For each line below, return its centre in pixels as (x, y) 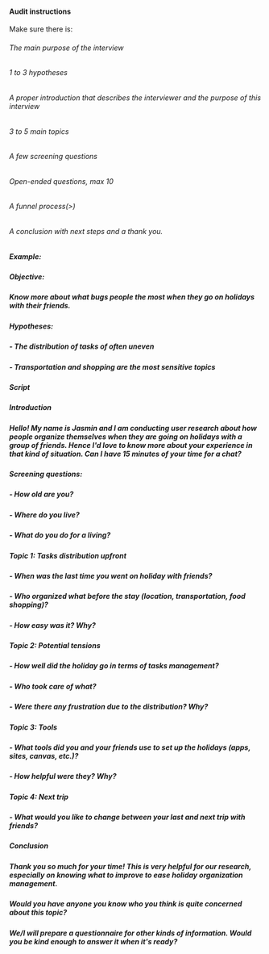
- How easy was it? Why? (52, 625)
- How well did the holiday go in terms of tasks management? (114, 666)
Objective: (27, 277)
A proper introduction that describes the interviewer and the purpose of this (135, 98)
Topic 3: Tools (33, 727)
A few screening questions (53, 157)
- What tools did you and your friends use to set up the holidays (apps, (130, 747)
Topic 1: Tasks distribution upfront (68, 555)
